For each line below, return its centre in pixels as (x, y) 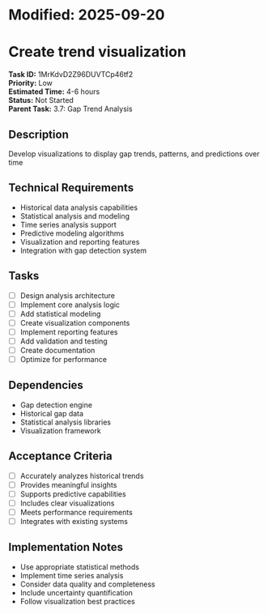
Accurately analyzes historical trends (82, 475)
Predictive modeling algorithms (72, 233)
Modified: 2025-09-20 (87, 15)
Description (38, 134)
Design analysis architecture (68, 295)
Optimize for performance (64, 359)
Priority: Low (30, 83)
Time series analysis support (68, 224)
